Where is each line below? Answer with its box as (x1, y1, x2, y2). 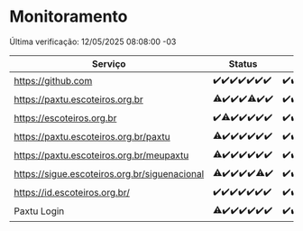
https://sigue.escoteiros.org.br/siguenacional (14, 168, 205, 180)
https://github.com (14, 75, 93, 88)
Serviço (91, 57, 126, 69)
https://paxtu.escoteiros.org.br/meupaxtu (14, 149, 189, 162)
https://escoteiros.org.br (14, 112, 117, 125)
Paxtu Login (14, 205, 65, 217)
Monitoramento (9, 6, 128, 27)
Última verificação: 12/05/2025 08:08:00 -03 (9, 36, 177, 47)
